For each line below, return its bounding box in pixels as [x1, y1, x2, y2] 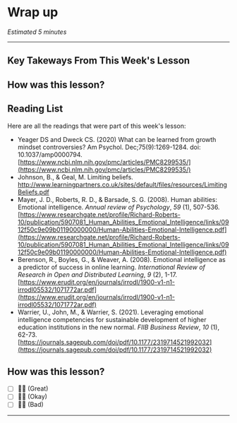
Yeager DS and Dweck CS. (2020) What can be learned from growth [17, 135, 217, 143]
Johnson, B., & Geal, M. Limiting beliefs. [17, 172, 134, 181]
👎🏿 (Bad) [17, 400, 44, 409]
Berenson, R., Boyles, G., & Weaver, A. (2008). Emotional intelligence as [17, 255, 226, 263]
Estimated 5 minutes [7, 28, 67, 36]
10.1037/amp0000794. [17, 150, 83, 159]
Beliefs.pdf [17, 188, 49, 196]
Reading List [7, 103, 63, 115]
